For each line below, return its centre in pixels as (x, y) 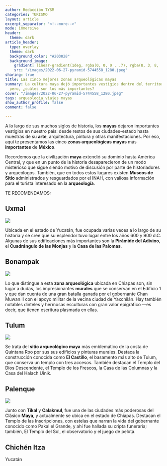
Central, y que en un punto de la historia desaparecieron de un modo (76, 162)
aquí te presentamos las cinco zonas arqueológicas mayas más (71, 142)
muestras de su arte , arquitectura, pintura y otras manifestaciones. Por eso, (83, 136)
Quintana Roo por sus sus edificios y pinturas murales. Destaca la (73, 352)
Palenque (20, 389)
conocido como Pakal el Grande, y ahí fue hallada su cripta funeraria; (76, 426)
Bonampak (22, 262)
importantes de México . (30, 147)
